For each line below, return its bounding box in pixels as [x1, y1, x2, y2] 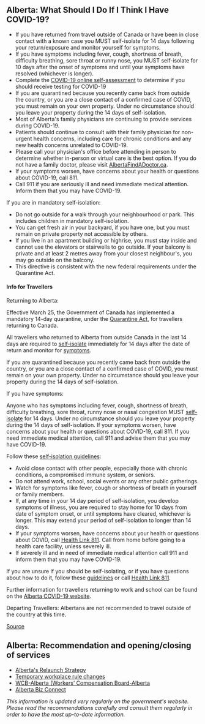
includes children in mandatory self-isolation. [15, 217, 130, 224]
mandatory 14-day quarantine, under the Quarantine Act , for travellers [6, 315, 183, 323]
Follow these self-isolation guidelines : [6, 453, 102, 460]
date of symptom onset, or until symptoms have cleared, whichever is [15, 510, 192, 518]
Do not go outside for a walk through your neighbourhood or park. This [15, 211, 195, 218]
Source [6, 623, 24, 630]
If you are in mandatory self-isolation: [6, 198, 101, 206]
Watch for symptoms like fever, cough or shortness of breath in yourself [15, 484, 197, 492]
